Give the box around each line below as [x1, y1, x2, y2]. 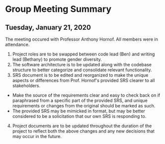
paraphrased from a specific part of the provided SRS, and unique [12, 97, 148, 103]
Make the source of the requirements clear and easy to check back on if [12, 93, 161, 98]
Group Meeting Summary [5, 3, 112, 15]
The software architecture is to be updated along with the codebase [12, 62, 152, 67]
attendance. [5, 42, 30, 48]
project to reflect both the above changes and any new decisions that [12, 128, 155, 134]
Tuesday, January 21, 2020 [5, 23, 91, 32]
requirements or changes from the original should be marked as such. [12, 103, 156, 108]
